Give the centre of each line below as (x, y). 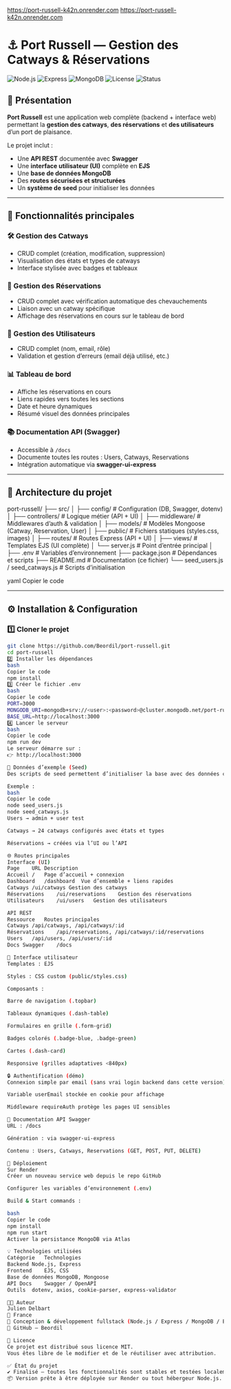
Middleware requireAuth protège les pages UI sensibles (89, 1107)
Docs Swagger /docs (40, 945)
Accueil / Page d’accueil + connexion (66, 875)
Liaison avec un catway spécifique (66, 308)
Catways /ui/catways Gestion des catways (67, 888)
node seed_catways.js (38, 812)
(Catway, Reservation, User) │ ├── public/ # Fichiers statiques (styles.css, (113, 531)
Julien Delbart (29, 1309)
